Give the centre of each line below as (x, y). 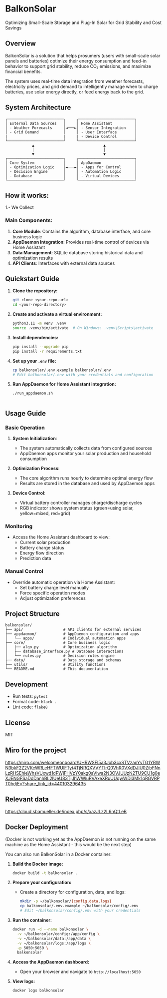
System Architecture (38, 108)
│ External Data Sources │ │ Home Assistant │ (71, 123)
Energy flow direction (42, 553)
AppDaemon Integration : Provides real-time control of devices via (81, 242)
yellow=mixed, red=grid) (45, 513)
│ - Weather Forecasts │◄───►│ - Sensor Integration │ (71, 128)
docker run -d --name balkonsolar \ (50, 930)
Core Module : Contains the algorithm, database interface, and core (82, 231)
